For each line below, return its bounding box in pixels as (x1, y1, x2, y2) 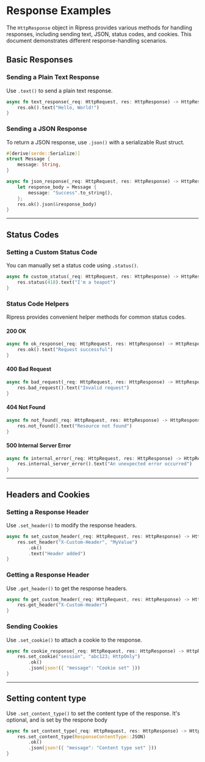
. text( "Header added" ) (28, 550, 86, 557)
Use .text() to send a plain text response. (6, 87, 113, 94)
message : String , (17, 161, 62, 168)
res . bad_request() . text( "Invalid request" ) (17, 385, 130, 391)
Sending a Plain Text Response (6, 73, 99, 81)
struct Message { (6, 156, 51, 162)
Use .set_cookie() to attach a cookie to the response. (6, 636, 142, 643)
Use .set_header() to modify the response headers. (6, 521, 137, 529)
